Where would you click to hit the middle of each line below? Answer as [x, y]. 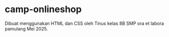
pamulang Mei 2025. [26, 28]
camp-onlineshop [43, 9]
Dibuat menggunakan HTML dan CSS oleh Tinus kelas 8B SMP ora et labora [84, 23]
